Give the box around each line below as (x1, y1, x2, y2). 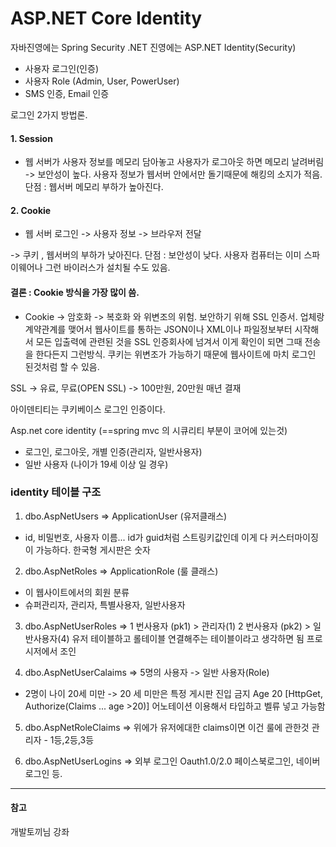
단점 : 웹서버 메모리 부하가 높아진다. (24, 181, 164, 193)
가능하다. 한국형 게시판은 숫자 (35, 543, 151, 556)
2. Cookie (10, 204, 52, 216)
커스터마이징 (269, 531, 319, 543)
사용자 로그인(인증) (24, 62, 99, 74)
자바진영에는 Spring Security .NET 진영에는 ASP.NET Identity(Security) (10, 41, 297, 53)
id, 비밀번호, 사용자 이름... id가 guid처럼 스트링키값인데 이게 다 (24, 531, 268, 543)
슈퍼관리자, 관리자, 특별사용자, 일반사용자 (24, 598, 186, 611)
